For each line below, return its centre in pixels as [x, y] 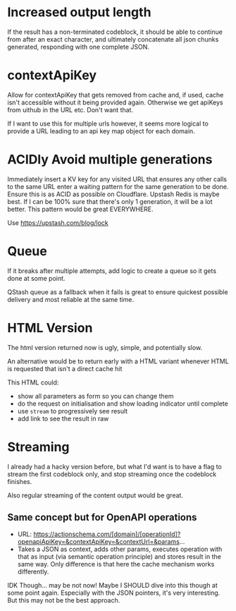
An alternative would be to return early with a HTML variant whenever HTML [118, 361]
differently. [33, 571]
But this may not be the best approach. [64, 600]
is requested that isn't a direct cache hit [65, 368]
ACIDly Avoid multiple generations [110, 160]
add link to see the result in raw [63, 418]
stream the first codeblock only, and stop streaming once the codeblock [112, 474]
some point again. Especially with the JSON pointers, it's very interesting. [114, 593]
